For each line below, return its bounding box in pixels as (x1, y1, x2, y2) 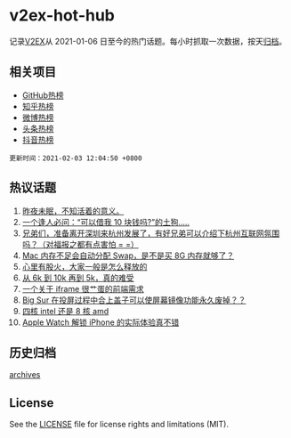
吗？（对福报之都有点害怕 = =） (21, 239, 140, 249)
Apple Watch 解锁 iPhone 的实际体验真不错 (21, 317, 180, 328)
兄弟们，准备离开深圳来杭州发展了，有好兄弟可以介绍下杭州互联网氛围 (21, 228, 280, 239)
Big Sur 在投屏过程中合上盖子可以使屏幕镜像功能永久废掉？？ (21, 295, 247, 305)
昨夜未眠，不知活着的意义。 (21, 206, 125, 216)
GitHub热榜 (21, 90, 64, 101)
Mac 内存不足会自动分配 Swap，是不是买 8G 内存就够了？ (21, 250, 235, 261)
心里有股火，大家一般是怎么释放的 (21, 261, 148, 272)
